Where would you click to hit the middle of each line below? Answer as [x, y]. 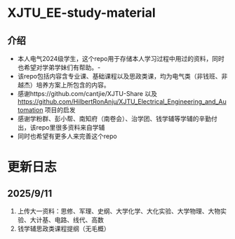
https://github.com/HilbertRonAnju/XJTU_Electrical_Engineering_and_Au [122, 102]
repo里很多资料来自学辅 [70, 127]
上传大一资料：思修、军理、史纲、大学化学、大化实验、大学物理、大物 [119, 211]
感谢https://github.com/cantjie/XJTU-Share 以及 [87, 94]
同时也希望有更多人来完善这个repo [67, 136]
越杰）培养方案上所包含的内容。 [63, 85]
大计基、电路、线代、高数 [67, 220]
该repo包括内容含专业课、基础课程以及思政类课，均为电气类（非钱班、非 [122, 76]
